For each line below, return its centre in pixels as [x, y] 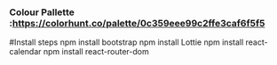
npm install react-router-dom [96, 52]
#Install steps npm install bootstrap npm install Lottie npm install [127, 42]
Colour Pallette [42, 12]
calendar [25, 52]
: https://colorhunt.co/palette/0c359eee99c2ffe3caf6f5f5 [137, 23]
